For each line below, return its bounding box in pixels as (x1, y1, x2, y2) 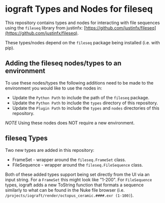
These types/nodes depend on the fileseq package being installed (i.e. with (5, 39, 160, 45)
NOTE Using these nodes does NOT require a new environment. (5, 119, 135, 126)
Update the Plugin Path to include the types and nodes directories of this (12, 105, 160, 111)
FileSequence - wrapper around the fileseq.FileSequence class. (12, 162, 143, 168)
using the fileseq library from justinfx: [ (5, 25, 86, 30)
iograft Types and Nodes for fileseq (5, 3, 153, 15)
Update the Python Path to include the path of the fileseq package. (12, 94, 149, 100)
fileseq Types (5, 134, 48, 143)
